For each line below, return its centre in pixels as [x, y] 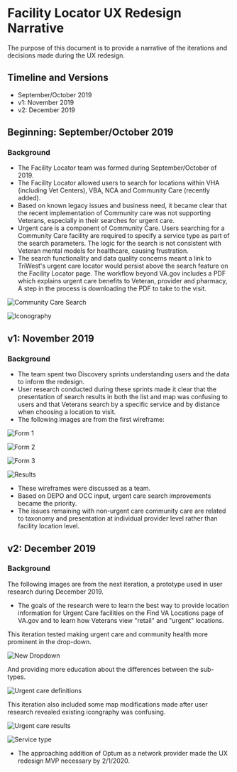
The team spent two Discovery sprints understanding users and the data [123, 374]
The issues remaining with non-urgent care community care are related [122, 511]
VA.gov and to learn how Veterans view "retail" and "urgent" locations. [121, 620]
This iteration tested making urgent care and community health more [108, 634]
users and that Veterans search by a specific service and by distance [118, 404]
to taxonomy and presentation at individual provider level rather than [117, 518]
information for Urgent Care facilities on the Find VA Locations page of [121, 613]
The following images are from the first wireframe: [91, 420]
